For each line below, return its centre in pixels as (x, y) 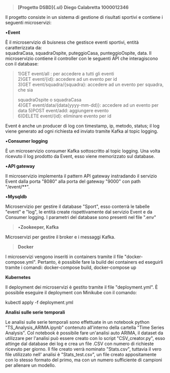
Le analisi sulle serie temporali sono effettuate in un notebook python (77, 322)
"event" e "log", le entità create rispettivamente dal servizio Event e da (79, 212)
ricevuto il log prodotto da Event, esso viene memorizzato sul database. (80, 156)
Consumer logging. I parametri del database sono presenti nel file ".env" (81, 217)
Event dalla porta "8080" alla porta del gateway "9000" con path (73, 181)
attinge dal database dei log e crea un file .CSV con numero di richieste (79, 344)
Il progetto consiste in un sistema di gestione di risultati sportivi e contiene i (84, 17)
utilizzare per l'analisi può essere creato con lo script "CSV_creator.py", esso (85, 338)
